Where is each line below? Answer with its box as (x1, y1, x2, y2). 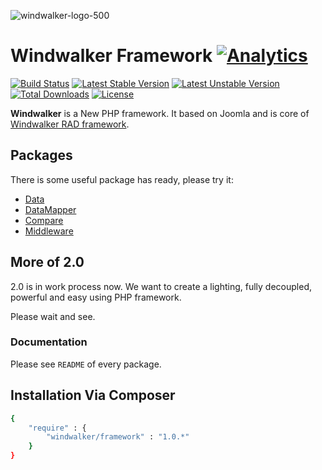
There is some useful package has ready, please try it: (10, 173, 234, 185)
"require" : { (28, 423, 87, 433)
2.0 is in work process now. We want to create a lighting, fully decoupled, (10, 280, 313, 292)
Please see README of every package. (10, 358, 162, 370)
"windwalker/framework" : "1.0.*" (46, 432, 190, 442)
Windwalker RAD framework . (10, 118, 130, 130)
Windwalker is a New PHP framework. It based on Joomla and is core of (10, 107, 310, 119)
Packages (10, 147, 73, 164)
